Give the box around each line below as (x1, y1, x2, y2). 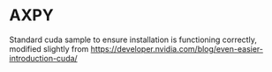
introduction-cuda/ (9, 53, 78, 63)
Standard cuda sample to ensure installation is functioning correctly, (9, 34, 258, 45)
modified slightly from (9, 43, 89, 54)
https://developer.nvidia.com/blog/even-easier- (90, 43, 263, 54)
